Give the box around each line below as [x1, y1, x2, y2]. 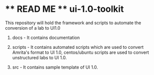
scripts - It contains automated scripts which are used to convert [12, 44, 144, 50]
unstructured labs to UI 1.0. [12, 54, 67, 60]
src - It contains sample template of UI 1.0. [12, 64, 98, 70]
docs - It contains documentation [12, 35, 80, 40]
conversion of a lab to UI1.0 [5, 25, 61, 31]
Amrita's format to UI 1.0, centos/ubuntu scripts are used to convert [12, 49, 149, 55]
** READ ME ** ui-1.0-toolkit [5, 3, 124, 15]
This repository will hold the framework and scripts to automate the [5, 20, 142, 26]
